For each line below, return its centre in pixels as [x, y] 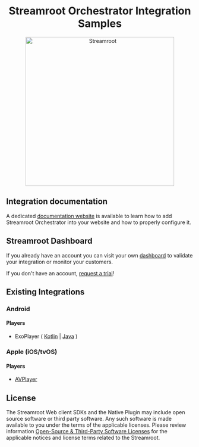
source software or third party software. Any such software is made [89, 419]
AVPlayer [26, 379]
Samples [100, 24]
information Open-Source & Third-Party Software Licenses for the [87, 432]
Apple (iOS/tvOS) [32, 352]
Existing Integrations [45, 292]
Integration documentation [57, 202]
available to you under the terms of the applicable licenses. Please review [96, 425]
